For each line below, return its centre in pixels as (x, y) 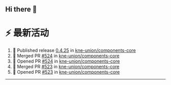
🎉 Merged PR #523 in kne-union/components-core (66, 67)
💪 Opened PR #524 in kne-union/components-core (66, 61)
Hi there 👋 (21, 9)
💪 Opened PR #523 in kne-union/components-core (66, 72)
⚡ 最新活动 (27, 33)
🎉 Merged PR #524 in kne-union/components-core (66, 56)
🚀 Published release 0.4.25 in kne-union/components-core (74, 50)
